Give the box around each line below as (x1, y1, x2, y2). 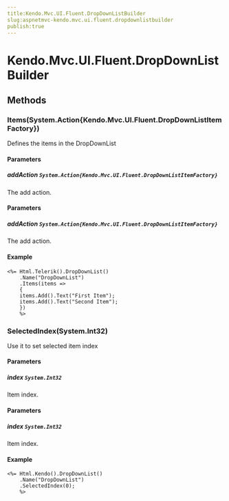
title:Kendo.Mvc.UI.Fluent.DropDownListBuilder (7, 10, 146, 17)
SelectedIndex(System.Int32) (7, 326, 108, 336)
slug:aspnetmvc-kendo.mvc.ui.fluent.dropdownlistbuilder (7, 17, 174, 23)
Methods (7, 94, 47, 106)
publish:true (7, 23, 45, 30)
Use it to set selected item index (7, 341, 98, 350)
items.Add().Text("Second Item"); (19, 298, 118, 305)
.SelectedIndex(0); (19, 482, 76, 489)
